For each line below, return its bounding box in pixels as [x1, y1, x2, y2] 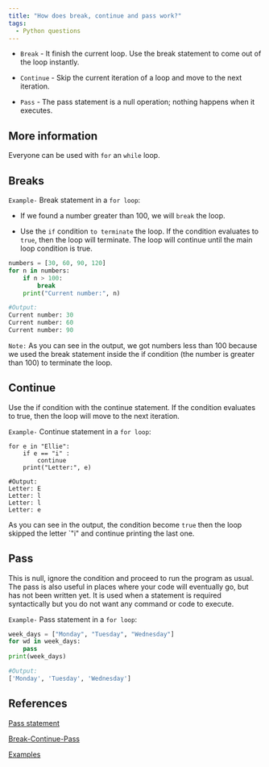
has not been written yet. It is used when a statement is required [8, 590, 221, 600]
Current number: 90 [8, 326, 74, 334]
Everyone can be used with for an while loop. [8, 151, 160, 160]
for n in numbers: [8, 267, 70, 275]
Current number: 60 [8, 319, 74, 327]
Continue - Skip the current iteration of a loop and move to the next [19, 73, 242, 83]
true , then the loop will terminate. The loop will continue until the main [19, 235, 253, 244]
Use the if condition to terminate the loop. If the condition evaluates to [19, 226, 259, 236]
